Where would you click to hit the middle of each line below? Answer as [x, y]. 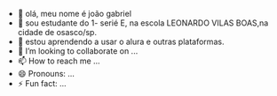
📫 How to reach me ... [59, 61]
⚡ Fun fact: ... [42, 83]
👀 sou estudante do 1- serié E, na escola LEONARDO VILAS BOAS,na [143, 23]
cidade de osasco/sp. [57, 32]
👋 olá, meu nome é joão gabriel [74, 14]
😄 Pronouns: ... [46, 74]
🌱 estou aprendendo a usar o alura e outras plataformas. [121, 41]
